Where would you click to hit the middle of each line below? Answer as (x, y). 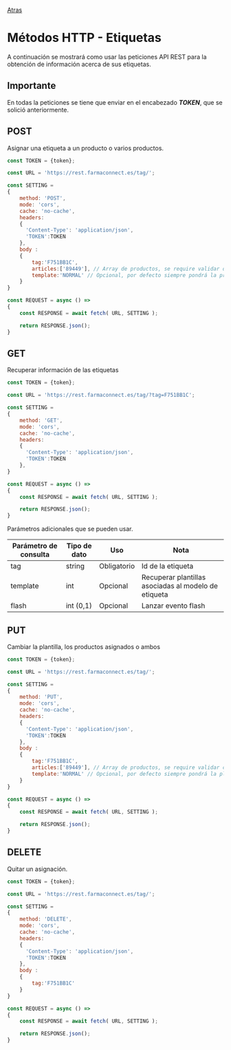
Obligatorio (117, 566)
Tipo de (79, 546)
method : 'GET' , (41, 420)
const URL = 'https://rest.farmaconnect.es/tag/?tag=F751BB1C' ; (101, 395)
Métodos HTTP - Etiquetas (84, 38)
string (75, 566)
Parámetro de (35, 546)
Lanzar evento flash (173, 606)
